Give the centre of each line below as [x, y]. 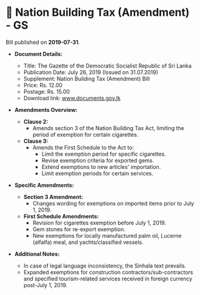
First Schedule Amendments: [61, 216]
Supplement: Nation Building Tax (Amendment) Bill [86, 78]
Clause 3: [36, 141]
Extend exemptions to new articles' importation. [101, 167]
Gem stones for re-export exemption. [79, 229]
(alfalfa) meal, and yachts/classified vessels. [88, 242]
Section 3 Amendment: [53, 196]
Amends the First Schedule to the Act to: [83, 147]
